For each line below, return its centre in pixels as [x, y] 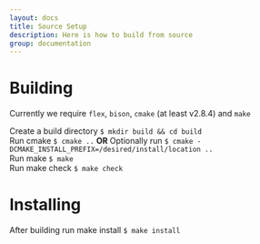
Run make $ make [42, 158]
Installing [45, 205]
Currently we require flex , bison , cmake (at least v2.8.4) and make [130, 114]
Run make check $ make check [66, 168]
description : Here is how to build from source [101, 35]
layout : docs [34, 18]
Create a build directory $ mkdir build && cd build [106, 131]
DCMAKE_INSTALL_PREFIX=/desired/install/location [105, 150]
